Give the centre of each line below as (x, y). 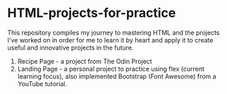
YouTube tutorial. (42, 83)
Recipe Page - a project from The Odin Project (85, 61)
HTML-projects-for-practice (92, 13)
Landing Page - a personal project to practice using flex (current (111, 69)
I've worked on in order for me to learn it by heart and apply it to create (110, 40)
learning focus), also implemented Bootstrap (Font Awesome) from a (117, 76)
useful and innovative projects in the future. (70, 47)
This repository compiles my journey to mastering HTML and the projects (114, 33)
